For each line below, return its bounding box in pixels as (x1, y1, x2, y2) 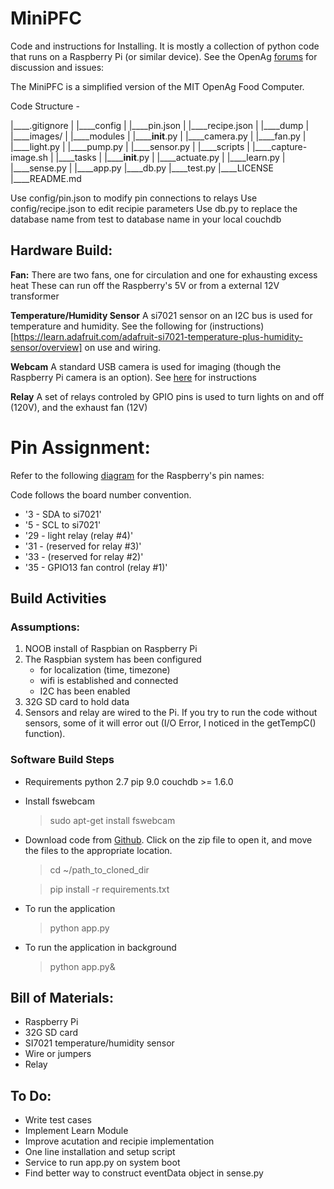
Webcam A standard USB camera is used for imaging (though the (10, 360, 282, 372)
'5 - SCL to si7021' (24, 518, 102, 531)
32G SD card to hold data (24, 696, 130, 708)
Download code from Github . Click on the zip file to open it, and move (24, 833, 313, 846)
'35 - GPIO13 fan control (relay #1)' (24, 561, 168, 573)
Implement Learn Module (24, 1125, 129, 1137)
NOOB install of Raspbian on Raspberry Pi (24, 643, 198, 655)
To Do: (10, 1087, 52, 1104)
